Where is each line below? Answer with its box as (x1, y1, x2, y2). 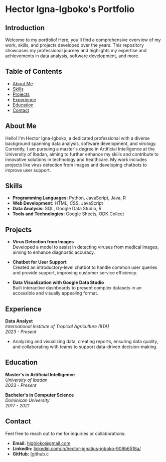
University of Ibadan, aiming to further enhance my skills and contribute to (5, 151, 159, 157)
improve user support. (5, 167, 51, 173)
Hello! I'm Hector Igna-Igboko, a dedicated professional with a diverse (5, 135, 150, 141)
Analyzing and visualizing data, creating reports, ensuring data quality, (12, 339, 158, 345)
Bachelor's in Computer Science (5, 392, 74, 398)
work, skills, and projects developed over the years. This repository (5, 42, 144, 48)
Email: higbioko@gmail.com (12, 440, 71, 446)
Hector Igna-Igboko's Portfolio (5, 4, 135, 15)
